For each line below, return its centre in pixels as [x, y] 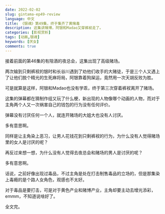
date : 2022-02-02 [23, 10]
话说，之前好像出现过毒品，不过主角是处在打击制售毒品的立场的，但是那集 [80, 173]
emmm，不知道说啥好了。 [31, 196]
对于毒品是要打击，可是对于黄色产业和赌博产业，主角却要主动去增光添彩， [80, 190]
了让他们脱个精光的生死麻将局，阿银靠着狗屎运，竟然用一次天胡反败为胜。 [80, 77]
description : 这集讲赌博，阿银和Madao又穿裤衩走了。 [54, 28]
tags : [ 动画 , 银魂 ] [23, 37]
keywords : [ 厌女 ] [22, 42]
